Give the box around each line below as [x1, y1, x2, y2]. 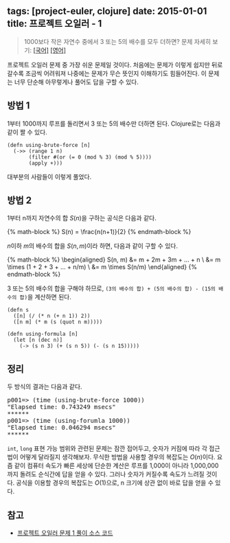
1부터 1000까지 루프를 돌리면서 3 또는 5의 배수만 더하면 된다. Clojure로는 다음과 [7, 119, 221, 128]
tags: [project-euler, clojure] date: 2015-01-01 [7, 5, 207, 17]
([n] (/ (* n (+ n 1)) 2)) [13, 312, 91, 320]
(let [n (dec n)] [13, 336, 63, 344]
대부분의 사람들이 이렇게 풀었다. [7, 172, 92, 181]
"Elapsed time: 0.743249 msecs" [7, 403, 116, 411]
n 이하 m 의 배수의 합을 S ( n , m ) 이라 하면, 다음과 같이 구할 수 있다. [7, 242, 179, 250]
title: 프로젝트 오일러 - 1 [7, 18, 102, 30]
